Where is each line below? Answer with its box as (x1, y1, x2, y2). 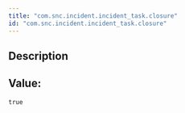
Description (8, 49, 68, 63)
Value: (8, 77, 42, 90)
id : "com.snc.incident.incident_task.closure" (8, 19, 167, 27)
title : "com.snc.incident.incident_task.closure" (8, 11, 179, 20)
